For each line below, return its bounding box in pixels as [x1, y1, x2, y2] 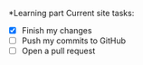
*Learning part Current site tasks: [8, 8, 135, 18]
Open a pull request [21, 45, 96, 57]
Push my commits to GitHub [21, 35, 126, 46]
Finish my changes [21, 25, 92, 35]
